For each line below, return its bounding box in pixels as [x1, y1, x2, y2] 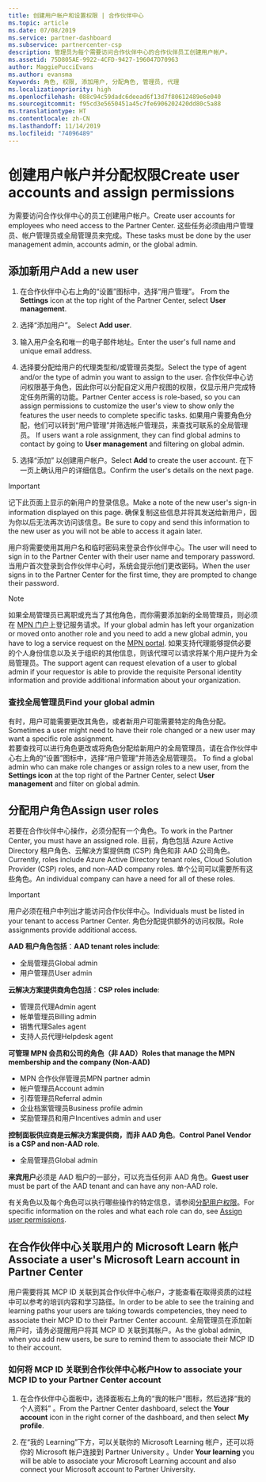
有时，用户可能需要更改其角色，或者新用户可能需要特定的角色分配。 [8, 716, 230, 726]
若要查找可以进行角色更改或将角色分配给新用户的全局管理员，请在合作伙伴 [8, 743, 251, 753]
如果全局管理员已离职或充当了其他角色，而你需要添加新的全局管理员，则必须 [8, 610, 258, 620]
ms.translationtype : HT [8, 108, 87, 116]
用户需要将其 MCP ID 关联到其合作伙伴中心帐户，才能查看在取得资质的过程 [8, 1287, 252, 1297]
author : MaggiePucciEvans [8, 63, 93, 71]
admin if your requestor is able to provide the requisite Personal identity [8, 667, 242, 677]
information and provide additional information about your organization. [8, 675, 241, 686]
